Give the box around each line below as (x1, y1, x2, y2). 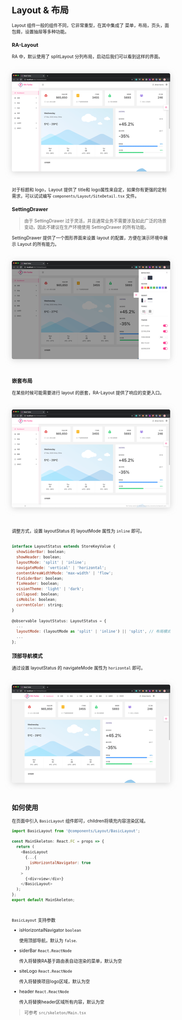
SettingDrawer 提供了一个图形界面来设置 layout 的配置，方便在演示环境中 (12, 235, 164, 241)
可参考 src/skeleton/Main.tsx (24, 1009, 86, 1015)
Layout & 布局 (12, 5, 69, 16)
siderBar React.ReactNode (19, 947, 72, 954)
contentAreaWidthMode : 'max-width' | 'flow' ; (16, 570, 114, 576)
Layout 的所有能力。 (17, 241, 59, 247)
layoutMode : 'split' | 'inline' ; (16, 560, 86, 565)
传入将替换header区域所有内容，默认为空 (19, 998, 105, 1005)
